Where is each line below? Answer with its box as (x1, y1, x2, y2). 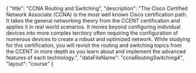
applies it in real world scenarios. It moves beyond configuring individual (6, 23, 181, 30)
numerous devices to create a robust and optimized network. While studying (6, 36, 191, 42)
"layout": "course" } (6, 60, 54, 67)
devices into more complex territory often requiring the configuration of (6, 30, 178, 36)
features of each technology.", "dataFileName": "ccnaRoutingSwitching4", (6, 54, 184, 61)
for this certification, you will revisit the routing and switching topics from (6, 42, 183, 49)
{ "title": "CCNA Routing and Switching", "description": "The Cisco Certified (6, 5, 188, 12)
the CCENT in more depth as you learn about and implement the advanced (6, 48, 186, 54)
